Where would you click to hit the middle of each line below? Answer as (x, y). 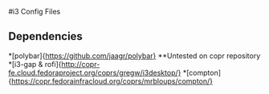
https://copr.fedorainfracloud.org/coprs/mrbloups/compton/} (112, 81)
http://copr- (81, 64)
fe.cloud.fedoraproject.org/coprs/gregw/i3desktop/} (95, 72)
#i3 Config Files (35, 12)
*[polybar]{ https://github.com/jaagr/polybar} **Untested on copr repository (134, 56)
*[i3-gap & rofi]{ (35, 64)
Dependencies (45, 36)
